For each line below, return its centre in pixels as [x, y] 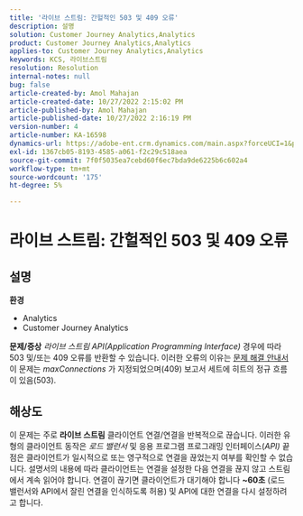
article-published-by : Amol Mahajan [78, 110]
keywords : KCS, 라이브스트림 [59, 60]
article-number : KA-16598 [58, 135]
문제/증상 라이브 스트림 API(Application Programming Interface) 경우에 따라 [146, 346]
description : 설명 [42, 26]
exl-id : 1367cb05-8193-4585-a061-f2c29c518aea [98, 152]
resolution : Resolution [54, 69]
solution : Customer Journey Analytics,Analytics [102, 34]
